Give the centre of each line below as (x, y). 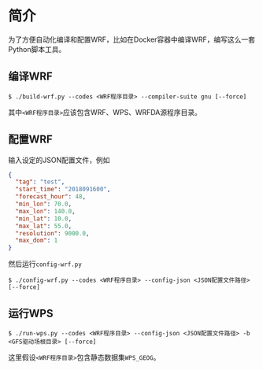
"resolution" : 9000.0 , (52, 233)
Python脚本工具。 (37, 49)
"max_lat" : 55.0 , (44, 226)
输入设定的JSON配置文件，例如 (59, 160)
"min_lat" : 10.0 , (44, 218)
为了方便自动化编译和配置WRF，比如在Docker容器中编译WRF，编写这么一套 (132, 39)
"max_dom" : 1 (37, 241)
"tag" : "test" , (40, 182)
